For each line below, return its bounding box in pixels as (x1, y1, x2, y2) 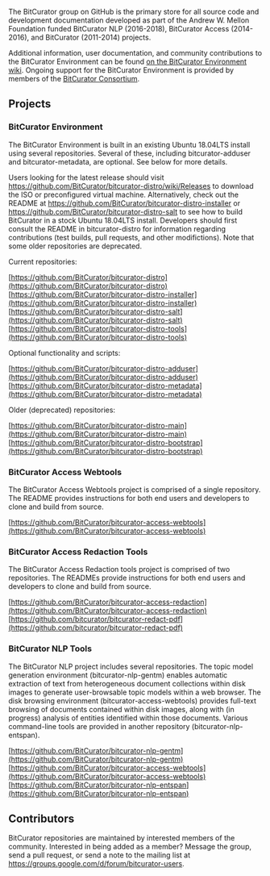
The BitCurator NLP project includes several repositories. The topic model (8, 661, 254, 671)
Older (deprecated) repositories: (8, 405, 115, 415)
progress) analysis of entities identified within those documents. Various (8, 713, 248, 723)
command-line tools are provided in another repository (8, 721, 190, 731)
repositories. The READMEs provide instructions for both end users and (8, 573, 246, 583)
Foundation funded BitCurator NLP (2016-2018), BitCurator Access (8, 24, 230, 33)
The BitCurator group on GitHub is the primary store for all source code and (8, 7, 260, 16)
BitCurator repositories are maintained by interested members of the (8, 833, 235, 843)
